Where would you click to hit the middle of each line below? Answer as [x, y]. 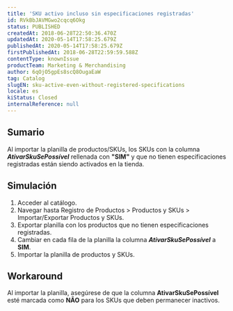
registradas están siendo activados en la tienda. [76, 164]
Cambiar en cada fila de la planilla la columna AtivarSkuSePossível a [116, 239]
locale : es [23, 91]
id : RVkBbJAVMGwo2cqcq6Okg [46, 20]
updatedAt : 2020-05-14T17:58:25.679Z [62, 40]
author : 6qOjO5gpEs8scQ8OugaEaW [54, 72]
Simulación [32, 186]
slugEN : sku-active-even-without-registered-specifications [96, 85]
